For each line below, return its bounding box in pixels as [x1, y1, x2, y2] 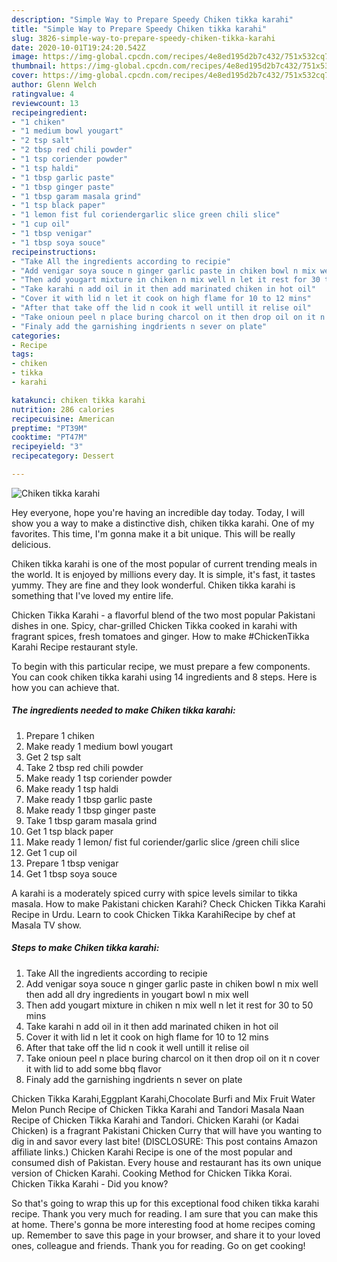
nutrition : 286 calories [11, 404, 115, 415]
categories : [11, 331, 61, 341]
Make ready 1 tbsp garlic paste [25, 793, 153, 805]
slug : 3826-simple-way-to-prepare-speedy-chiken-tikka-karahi [11, 33, 276, 43]
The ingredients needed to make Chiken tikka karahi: [11, 704, 236, 716]
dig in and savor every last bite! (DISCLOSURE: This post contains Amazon [11, 1135, 318, 1147]
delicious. [11, 538, 51, 550]
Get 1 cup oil [25, 846, 78, 858]
